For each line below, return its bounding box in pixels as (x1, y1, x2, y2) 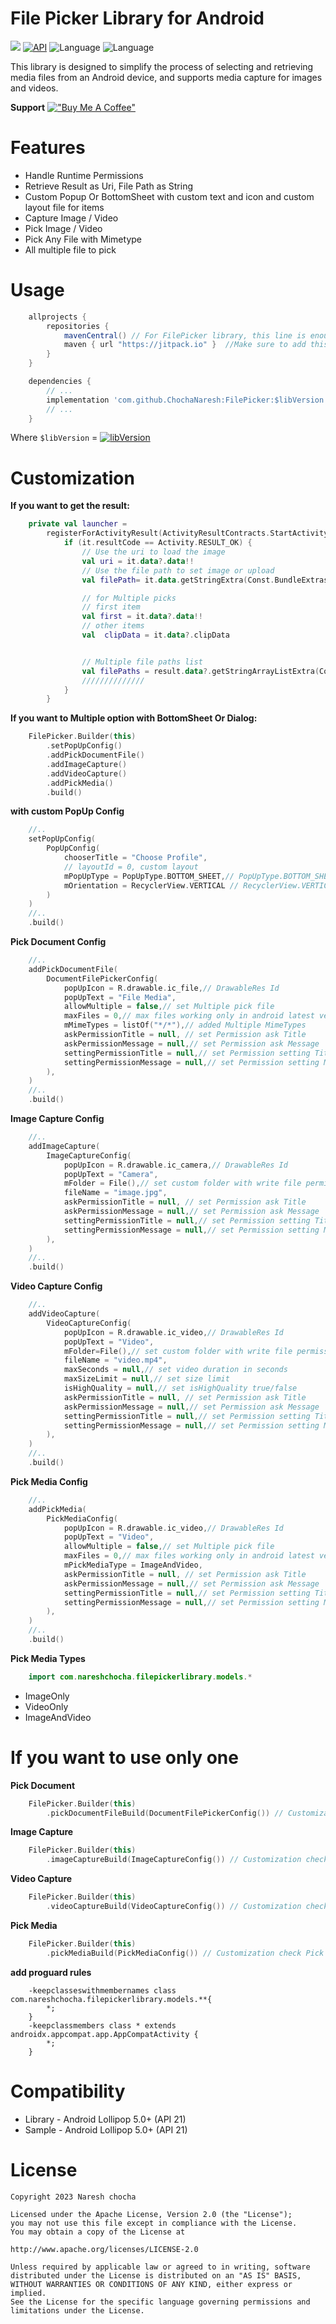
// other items (81, 621, 145, 631)
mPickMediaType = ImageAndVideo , (63, 1560, 203, 1570)
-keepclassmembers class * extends (28, 2020, 177, 2031)
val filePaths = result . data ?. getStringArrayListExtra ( (81, 666, 320, 676)
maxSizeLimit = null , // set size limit (63, 1374, 230, 1384)
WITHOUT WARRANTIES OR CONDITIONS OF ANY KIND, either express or (10, 2279, 293, 2289)
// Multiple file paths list (81, 657, 203, 667)
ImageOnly (24, 1690, 70, 1702)
